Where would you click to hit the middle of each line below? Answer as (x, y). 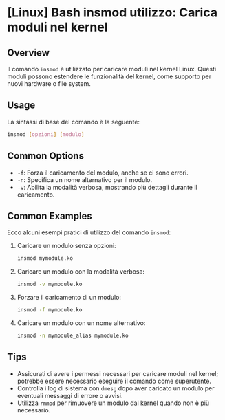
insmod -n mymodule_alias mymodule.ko (73, 335)
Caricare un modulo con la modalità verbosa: (81, 272)
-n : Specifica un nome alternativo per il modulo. (85, 179)
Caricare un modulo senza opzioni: (66, 246)
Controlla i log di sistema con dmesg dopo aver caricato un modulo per (116, 388)
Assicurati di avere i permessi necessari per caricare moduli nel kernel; (118, 373)
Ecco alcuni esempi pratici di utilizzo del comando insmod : (89, 232)
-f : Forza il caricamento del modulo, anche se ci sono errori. (103, 173)
